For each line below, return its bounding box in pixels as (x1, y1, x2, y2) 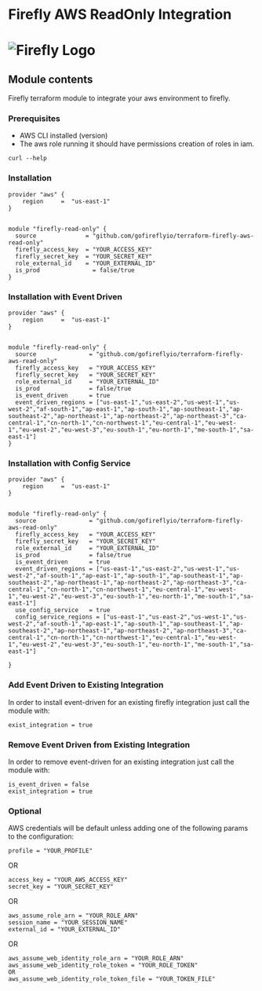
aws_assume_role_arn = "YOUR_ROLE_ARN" (8, 912, 139, 920)
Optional (8, 806, 42, 817)
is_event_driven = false (8, 780, 89, 788)
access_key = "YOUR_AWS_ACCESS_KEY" (8, 876, 128, 884)
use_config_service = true (15, 607, 111, 615)
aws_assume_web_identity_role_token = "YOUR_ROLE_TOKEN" (8, 961, 198, 970)
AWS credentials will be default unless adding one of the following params (8, 824, 249, 833)
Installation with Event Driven (8, 291, 123, 302)
